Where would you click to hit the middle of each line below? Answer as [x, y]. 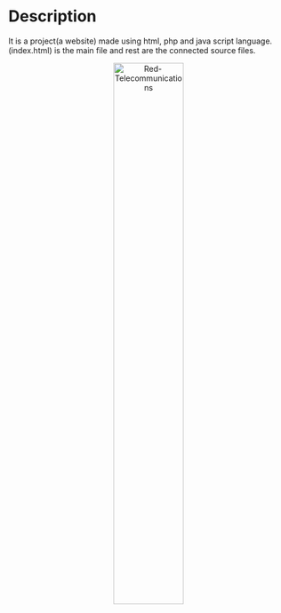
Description [52, 16]
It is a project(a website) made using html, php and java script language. [140, 41]
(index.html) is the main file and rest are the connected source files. [132, 50]
